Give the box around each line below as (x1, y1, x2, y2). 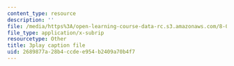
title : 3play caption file (7, 42, 86, 49)
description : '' (7, 16, 54, 23)
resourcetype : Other (7, 36, 68, 43)
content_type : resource (7, 10, 77, 17)
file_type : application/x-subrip (7, 29, 104, 36)
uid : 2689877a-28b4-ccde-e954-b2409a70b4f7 (7, 49, 136, 56)
